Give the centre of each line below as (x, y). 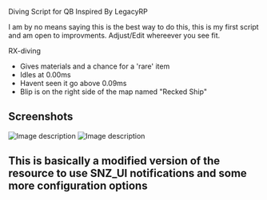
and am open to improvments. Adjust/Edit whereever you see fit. (114, 35)
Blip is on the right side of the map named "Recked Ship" (114, 92)
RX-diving (25, 51)
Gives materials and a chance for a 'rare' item (95, 66)
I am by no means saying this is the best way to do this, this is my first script (133, 27)
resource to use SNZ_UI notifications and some (128, 173)
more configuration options (78, 186)
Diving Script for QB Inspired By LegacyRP (78, 12)
